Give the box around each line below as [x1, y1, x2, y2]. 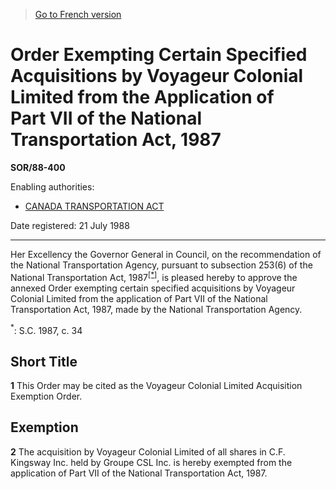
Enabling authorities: [10, 180, 95, 193]
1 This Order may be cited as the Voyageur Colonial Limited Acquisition [10, 380, 303, 392]
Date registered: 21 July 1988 [10, 219, 130, 231]
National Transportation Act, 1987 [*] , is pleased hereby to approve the [10, 269, 298, 283]
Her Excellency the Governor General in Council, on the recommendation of [10, 248, 322, 260]
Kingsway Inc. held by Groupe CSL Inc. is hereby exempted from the [10, 456, 293, 468]
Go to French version [34, 9, 122, 20]
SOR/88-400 [10, 161, 66, 173]
